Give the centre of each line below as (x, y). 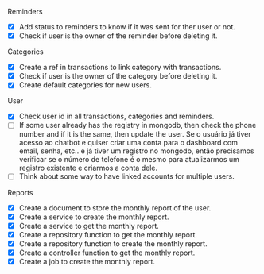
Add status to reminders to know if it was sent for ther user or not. (127, 27)
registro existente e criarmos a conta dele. (88, 168)
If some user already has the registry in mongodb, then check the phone (138, 125)
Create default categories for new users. (85, 85)
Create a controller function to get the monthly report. (107, 253)
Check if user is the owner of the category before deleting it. (118, 76)
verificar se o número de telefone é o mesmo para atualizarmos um (129, 160)
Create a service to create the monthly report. (94, 217)
